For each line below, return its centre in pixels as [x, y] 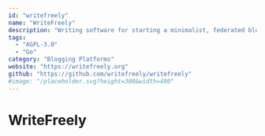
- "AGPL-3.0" [37, 45]
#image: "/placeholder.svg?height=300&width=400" [91, 81]
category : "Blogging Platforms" [61, 60]
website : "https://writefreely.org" [68, 67]
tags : [17, 37]
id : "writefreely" [38, 15]
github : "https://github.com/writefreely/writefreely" [100, 74]
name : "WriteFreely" [42, 23]
